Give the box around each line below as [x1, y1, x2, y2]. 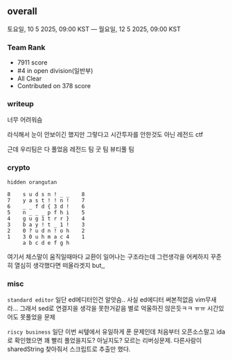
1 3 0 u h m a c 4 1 [7, 233, 85, 240]
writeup [7, 99, 35, 109]
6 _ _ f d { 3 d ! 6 [7, 203, 85, 210]
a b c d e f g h [22, 239, 70, 246]
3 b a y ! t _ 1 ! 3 [7, 221, 85, 228]
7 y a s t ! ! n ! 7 [7, 197, 85, 204]
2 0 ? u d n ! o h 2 [7, 227, 85, 234]
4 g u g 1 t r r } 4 [7, 215, 85, 222]
